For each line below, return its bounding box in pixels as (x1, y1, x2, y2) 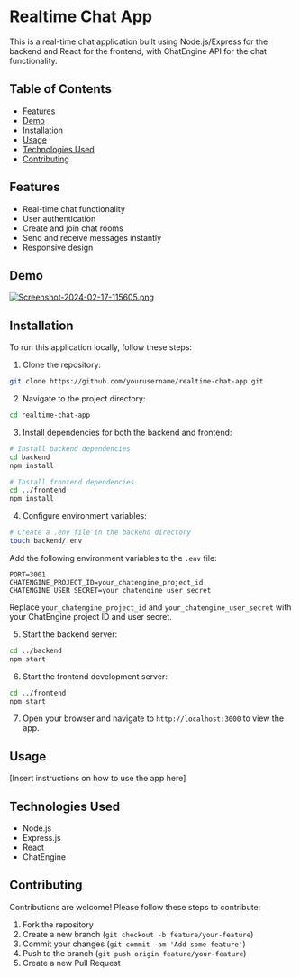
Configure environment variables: (22, 511, 147, 521)
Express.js (22, 833, 61, 843)
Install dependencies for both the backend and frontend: (22, 427, 232, 438)
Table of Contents (9, 81, 113, 97)
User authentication (22, 213, 96, 224)
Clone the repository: (22, 359, 102, 371)
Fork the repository (22, 918, 95, 930)
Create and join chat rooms (22, 223, 123, 234)
